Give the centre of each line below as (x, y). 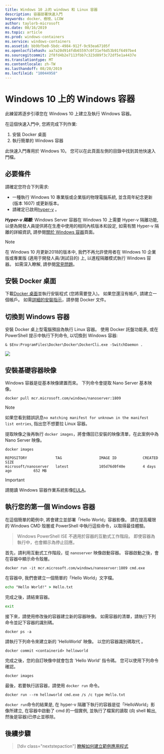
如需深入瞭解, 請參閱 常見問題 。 (46, 264)
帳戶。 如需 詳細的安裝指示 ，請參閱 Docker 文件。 (59, 300)
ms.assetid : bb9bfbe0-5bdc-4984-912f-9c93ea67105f (58, 46)
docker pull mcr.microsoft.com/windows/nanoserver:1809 (63, 399)
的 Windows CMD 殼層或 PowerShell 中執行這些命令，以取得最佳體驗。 (76, 526)
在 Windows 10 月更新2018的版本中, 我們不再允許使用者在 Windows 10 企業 (81, 252)
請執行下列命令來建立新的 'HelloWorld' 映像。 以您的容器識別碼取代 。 (75, 641)
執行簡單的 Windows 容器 (38, 141)
